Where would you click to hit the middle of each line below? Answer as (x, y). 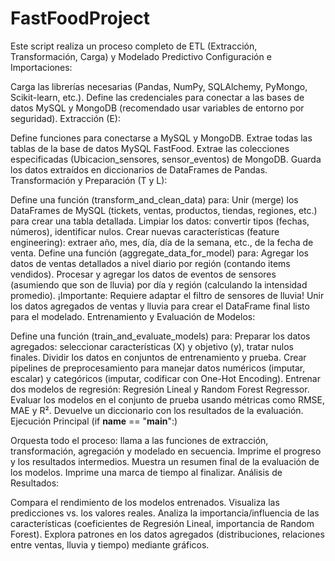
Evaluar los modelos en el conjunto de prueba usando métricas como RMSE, (168, 399)
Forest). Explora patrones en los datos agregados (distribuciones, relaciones (167, 534)
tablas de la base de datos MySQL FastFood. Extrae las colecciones (150, 148)
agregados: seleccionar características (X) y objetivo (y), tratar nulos (152, 346)
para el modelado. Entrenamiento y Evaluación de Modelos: (133, 316)
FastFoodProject (80, 18)
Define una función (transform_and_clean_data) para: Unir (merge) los (154, 199)
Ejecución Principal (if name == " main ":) (94, 421)
